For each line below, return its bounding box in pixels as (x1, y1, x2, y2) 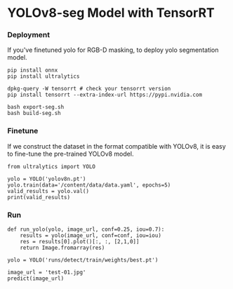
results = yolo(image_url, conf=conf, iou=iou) (20, 232, 161, 239)
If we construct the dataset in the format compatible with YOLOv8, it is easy (7, 142, 226, 150)
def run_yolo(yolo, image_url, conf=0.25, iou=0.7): (7, 226, 165, 233)
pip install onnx (7, 67, 58, 74)
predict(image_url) (7, 275, 65, 282)
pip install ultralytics (7, 73, 80, 80)
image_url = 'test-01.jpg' (7, 269, 86, 276)
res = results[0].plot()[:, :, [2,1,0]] (20, 238, 140, 246)
